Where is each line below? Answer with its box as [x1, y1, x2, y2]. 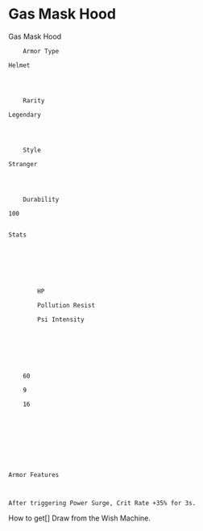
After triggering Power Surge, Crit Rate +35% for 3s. [8, 499, 197, 507]
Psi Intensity [37, 316, 85, 324]
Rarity [23, 96, 45, 105]
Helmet [8, 61, 31, 69]
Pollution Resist [37, 301, 95, 309]
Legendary [8, 111, 42, 119]
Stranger [8, 160, 38, 168]
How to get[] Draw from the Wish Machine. [8, 513, 151, 523]
